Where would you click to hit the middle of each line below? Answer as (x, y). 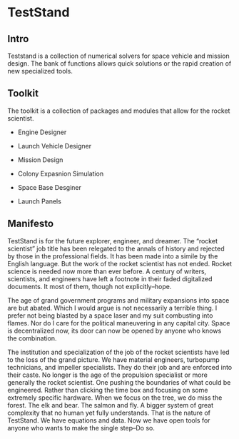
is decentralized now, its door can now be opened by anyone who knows (115, 330)
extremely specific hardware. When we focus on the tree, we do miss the (115, 398)
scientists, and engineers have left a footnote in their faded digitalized (110, 278)
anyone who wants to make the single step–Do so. (81, 428)
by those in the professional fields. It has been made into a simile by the (113, 256)
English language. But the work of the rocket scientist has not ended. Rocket (119, 263)
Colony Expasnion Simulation (61, 173)
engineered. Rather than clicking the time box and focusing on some (108, 390)
